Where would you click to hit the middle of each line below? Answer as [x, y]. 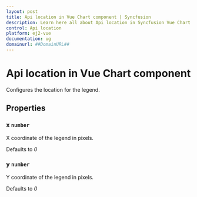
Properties [26, 108]
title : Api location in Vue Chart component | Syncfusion [79, 17]
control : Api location [34, 28]
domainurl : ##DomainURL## [38, 45]
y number [18, 164]
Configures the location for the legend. [53, 89]
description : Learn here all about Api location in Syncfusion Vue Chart [98, 22]
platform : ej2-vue [29, 34]
